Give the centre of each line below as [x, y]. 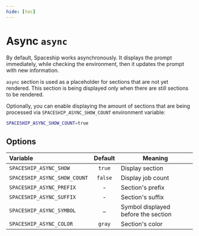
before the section [146, 215]
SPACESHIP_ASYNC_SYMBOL [43, 211]
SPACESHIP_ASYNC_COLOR [41, 224]
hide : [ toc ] [21, 12]
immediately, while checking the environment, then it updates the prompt [95, 64]
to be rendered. [25, 94]
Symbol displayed [145, 207]
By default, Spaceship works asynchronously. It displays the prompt [89, 58]
